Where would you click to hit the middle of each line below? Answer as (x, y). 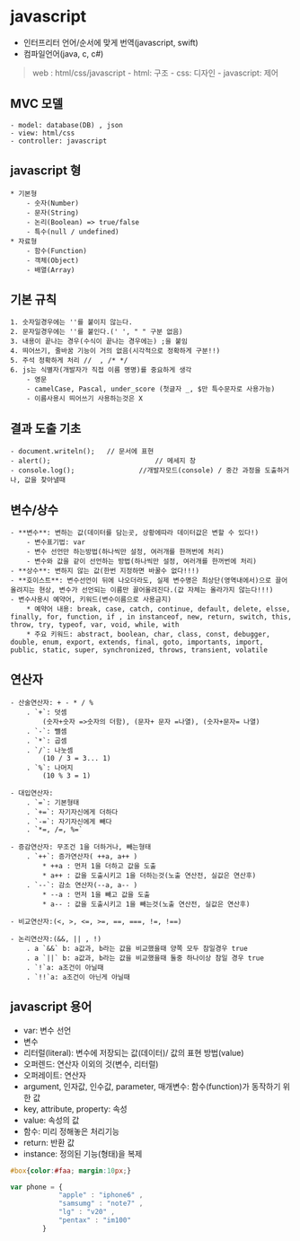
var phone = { (37, 1187)
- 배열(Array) (51, 270)
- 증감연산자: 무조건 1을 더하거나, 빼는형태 (81, 847)
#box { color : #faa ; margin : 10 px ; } (71, 1171)
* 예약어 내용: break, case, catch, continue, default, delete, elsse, (159, 609)
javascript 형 (46, 171)
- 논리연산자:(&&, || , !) (56, 939)
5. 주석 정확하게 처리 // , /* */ (69, 361)
